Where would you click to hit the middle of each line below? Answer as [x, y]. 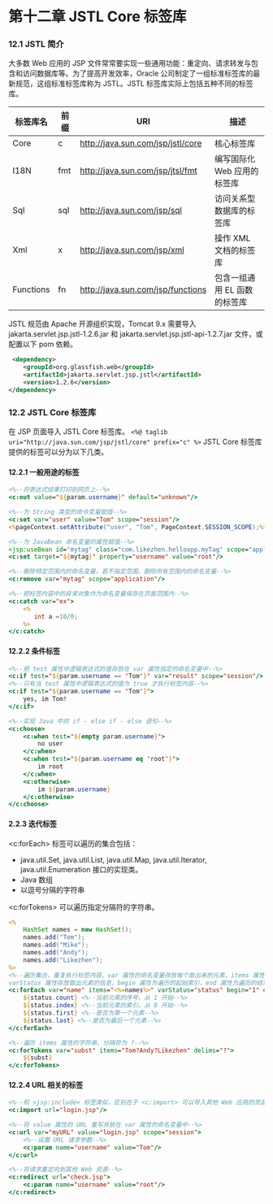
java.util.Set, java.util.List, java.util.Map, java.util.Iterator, [113, 859]
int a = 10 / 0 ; [56, 616]
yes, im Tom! [45, 699]
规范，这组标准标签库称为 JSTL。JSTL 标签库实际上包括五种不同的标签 [134, 84]
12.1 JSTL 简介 [37, 44]
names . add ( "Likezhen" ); [63, 960]
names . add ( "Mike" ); [56, 945]
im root [50, 767]
